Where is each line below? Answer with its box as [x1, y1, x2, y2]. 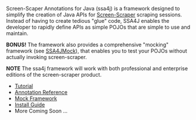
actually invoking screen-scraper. [6, 54, 87, 60]
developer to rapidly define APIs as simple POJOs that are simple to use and [6, 23, 191, 30]
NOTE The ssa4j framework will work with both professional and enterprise [6, 65, 188, 72]
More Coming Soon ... [14, 108, 68, 114]
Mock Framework [14, 95, 58, 102]
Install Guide [14, 101, 45, 108]
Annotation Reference [14, 89, 68, 95]
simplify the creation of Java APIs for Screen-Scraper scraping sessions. [6, 11, 183, 18]
